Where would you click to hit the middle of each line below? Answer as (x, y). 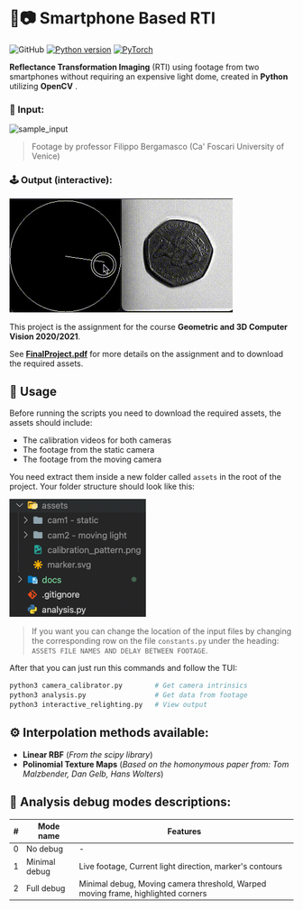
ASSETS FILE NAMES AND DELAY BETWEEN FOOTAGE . (119, 650)
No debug (45, 849)
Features (184, 831)
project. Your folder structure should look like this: (102, 487)
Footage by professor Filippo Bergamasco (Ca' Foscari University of (158, 147)
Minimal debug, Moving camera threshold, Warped (173, 883)
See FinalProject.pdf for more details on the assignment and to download (147, 354)
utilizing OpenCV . (44, 86)
